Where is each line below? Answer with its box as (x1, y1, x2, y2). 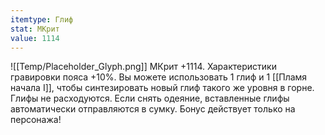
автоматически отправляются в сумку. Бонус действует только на (10, 103, 296, 115)
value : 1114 (10, 33, 60, 43)
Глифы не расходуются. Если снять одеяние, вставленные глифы (10, 92, 290, 105)
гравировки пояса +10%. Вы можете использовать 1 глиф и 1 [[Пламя (10, 71, 308, 83)
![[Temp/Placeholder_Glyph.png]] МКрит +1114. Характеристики (10, 61, 277, 73)
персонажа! (10, 114, 62, 126)
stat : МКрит (10, 24, 60, 34)
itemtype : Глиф (10, 14, 74, 25)
